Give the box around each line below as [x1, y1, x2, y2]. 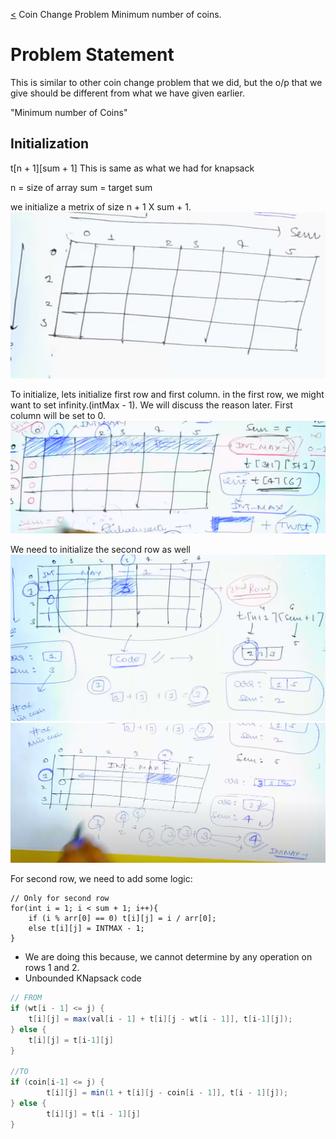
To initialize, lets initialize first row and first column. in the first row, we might [10, 388, 325, 400]
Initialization [10, 135, 90, 153]
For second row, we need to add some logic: [10, 873, 193, 885]
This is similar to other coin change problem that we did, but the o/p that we [10, 76, 323, 88]
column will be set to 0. [10, 409, 107, 421]
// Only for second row [10, 894, 110, 904]
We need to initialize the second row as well [10, 544, 191, 556]
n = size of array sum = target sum [10, 181, 153, 193]
